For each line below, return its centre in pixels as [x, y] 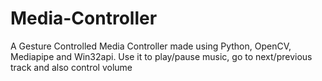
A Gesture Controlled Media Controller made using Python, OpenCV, [151, 46]
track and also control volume [71, 67]
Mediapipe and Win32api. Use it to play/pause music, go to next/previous [161, 56]
